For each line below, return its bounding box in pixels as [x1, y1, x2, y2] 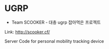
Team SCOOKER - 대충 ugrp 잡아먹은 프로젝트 [11, 19, 101, 25]
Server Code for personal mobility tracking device [4, 38, 105, 44]
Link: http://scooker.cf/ [4, 29, 50, 35]
